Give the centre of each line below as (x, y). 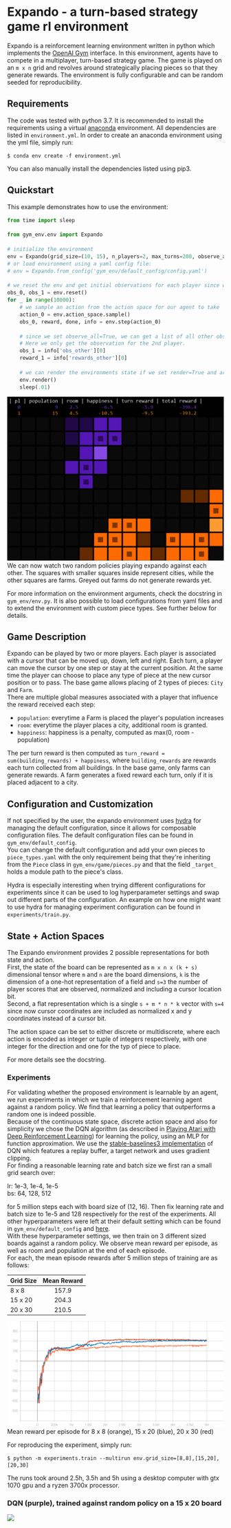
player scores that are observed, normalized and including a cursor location (114, 989)
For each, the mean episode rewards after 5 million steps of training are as (112, 1258)
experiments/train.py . (39, 914)
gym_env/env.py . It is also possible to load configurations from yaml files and (115, 601)
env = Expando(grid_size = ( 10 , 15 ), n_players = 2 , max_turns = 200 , (101, 256)
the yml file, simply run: (40, 142)
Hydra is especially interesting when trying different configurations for (107, 885)
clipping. (20, 1158)
